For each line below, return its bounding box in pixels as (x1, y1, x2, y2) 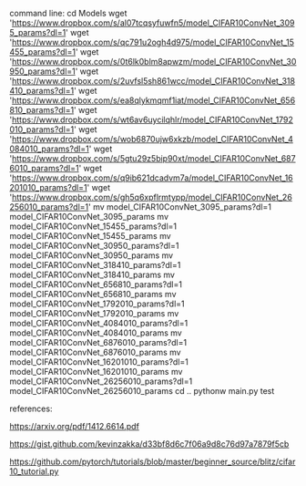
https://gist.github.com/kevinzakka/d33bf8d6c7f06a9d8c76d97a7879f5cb (9, 439, 290, 450)
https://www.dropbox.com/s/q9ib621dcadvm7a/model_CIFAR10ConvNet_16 (12, 172, 293, 183)
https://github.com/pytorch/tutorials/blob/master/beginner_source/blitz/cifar (9, 456, 296, 467)
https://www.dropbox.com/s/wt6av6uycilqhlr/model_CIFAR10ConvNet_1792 (12, 114, 294, 125)
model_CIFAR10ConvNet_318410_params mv (9, 269, 176, 280)
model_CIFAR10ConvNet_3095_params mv (9, 212, 168, 222)
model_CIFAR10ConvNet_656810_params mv (9, 289, 177, 299)
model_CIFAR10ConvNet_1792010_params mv (9, 308, 179, 318)
